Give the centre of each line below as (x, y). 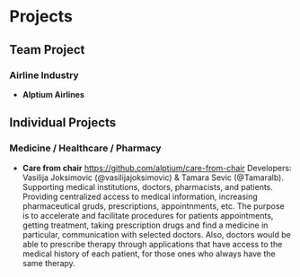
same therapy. (49, 263)
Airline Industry (44, 75)
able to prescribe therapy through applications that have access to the (152, 244)
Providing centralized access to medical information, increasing (140, 196)
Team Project (47, 50)
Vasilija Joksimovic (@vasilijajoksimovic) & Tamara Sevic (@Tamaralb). (153, 177)
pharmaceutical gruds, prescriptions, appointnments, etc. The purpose (153, 206)
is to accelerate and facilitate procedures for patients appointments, (148, 215)
